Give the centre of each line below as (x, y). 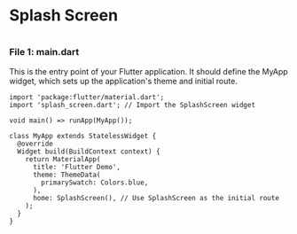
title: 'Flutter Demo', (77, 167)
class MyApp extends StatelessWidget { (83, 136)
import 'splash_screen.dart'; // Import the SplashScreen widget (132, 105)
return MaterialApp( (63, 159)
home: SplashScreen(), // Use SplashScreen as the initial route (156, 198)
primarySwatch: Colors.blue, (95, 183)
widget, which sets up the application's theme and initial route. (123, 81)
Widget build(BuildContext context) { (89, 152)
